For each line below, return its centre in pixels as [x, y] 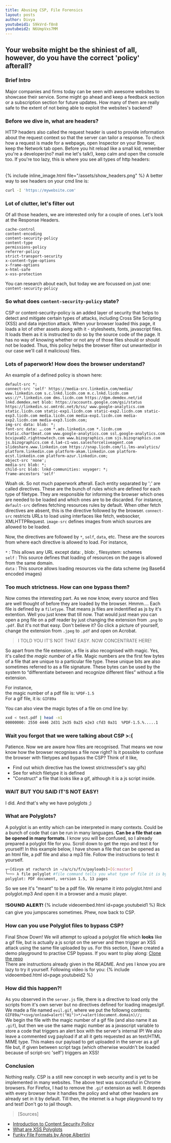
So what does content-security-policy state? [62, 301]
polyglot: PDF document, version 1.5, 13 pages [57, 879]
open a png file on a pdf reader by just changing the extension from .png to [84, 620]
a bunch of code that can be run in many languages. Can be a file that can [83, 833]
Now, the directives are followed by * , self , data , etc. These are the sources [85, 536]
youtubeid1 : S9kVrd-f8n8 [32, 24]
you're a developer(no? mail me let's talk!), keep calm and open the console [85, 154]
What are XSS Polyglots [37, 1129]
